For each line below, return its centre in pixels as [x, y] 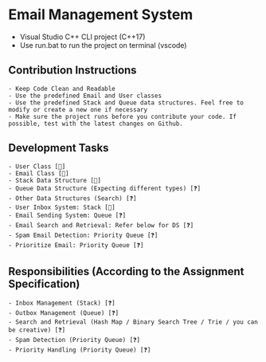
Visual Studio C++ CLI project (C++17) [82, 37]
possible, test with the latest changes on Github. [96, 124]
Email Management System [101, 15]
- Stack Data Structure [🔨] [55, 180]
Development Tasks [59, 148]
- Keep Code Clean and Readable [62, 89]
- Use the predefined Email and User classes [85, 96]
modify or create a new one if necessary [78, 109]
